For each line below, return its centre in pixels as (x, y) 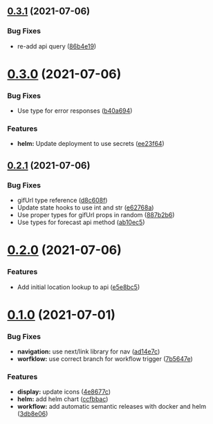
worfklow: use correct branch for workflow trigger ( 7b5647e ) (105, 359)
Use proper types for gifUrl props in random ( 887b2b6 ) (96, 215)
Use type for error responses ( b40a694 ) (75, 111)
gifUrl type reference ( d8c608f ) (62, 201)
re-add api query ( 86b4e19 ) (57, 46)
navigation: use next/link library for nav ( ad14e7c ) (89, 351)
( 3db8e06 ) (33, 414)
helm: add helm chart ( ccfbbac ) (63, 399)
